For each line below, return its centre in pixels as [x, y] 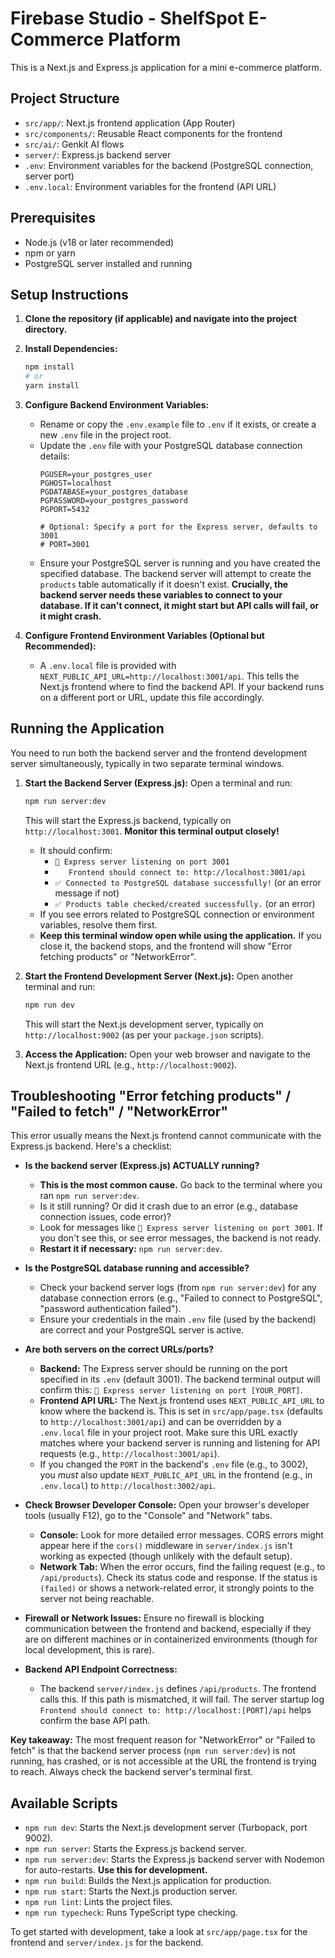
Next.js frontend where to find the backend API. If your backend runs [182, 686]
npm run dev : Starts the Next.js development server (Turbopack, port [166, 1828]
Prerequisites [53, 218]
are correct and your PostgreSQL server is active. [142, 1330]
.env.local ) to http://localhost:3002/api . [128, 1486]
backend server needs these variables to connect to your [161, 595]
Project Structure [65, 98]
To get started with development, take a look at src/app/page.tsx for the [159, 1932]
